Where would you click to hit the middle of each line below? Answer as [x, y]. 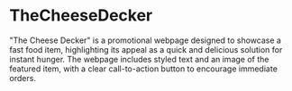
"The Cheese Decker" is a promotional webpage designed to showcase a [146, 40]
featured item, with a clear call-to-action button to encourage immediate [143, 69]
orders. [23, 78]
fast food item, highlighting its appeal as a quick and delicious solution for [146, 49]
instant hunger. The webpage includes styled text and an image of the [139, 59]
